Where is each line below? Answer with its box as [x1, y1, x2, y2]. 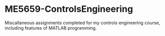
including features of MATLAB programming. [5, 25, 97, 31]
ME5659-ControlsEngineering [5, 3, 133, 15]
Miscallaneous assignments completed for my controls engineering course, [5, 20, 160, 26]
